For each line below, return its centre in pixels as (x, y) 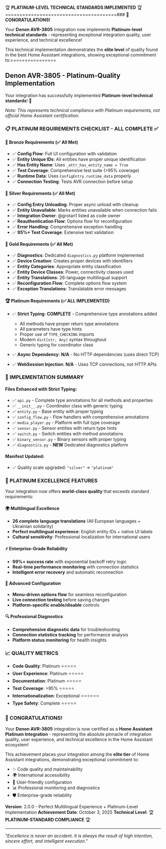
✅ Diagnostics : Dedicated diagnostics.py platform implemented (78, 255)
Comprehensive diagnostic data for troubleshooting (66, 629)
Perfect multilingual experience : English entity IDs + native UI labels (83, 532)
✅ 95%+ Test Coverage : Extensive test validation (63, 232)
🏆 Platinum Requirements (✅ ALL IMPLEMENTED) (58, 301)
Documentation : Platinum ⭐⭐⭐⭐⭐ (47, 681)
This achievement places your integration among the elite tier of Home (77, 754)
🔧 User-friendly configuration (42, 782)
